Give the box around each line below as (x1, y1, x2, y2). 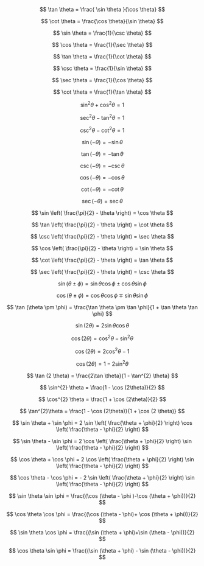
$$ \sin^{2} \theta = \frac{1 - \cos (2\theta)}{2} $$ (40, 383, 165, 391)
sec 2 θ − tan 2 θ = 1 (80, 113, 125, 121)
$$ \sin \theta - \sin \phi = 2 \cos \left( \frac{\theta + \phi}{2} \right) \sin (12, 437, 192, 444)
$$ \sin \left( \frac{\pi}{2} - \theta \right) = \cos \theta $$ (31, 209, 174, 216)
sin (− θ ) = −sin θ (82, 138, 123, 145)
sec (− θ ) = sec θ (82, 197, 123, 204)
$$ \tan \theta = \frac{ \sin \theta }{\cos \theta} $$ (39, 6, 166, 13)
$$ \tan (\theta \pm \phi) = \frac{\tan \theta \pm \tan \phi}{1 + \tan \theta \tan (7, 303, 198, 310)
